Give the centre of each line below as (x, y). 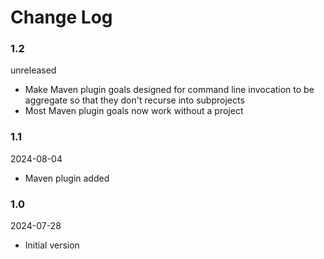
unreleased (33, 70)
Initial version (52, 245)
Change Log (61, 17)
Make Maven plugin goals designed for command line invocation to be (169, 90)
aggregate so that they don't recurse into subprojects (134, 100)
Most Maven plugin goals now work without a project (134, 111)
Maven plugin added (67, 178)
